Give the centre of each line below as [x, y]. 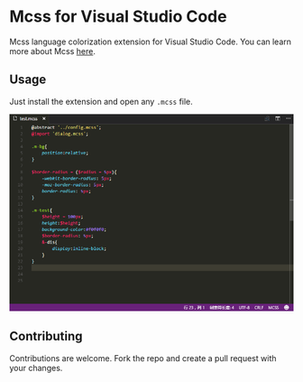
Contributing [46, 336]
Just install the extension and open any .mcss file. [101, 101]
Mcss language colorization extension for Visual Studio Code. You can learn [150, 42]
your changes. [36, 368]
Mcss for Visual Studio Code [118, 17]
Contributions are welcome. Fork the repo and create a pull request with [143, 358]
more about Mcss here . [53, 51]
